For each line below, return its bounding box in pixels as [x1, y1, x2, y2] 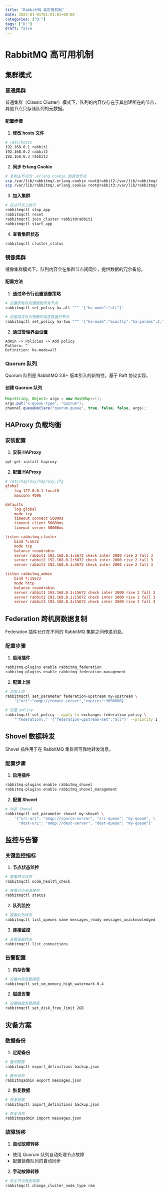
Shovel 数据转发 [5, 732, 55, 740]
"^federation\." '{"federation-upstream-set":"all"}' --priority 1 [14, 717, 157, 722]
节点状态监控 [12, 864, 39, 870]
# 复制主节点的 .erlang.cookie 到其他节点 [5, 173, 86, 178]
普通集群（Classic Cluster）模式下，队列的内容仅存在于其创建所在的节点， [5, 99, 159, 105]
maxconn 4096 [14, 493, 41, 498]
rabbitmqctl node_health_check [5, 879, 70, 884]
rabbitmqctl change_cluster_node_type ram [5, 1183, 95, 1188]
